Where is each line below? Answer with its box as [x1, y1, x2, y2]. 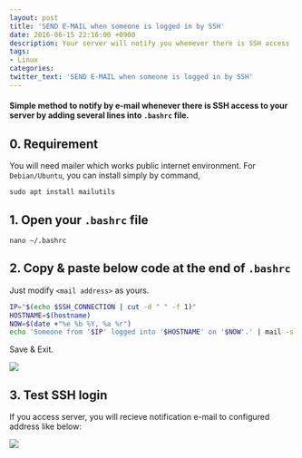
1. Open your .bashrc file [9, 212, 149, 228]
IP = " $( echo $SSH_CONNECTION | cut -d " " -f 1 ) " [9, 302, 197, 311]
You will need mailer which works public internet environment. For [9, 161, 257, 171]
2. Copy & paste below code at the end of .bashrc [9, 260, 292, 277]
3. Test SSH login [9, 387, 108, 403]
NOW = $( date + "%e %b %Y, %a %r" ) [9, 319, 132, 328]
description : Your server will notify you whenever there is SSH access [9, 38, 290, 48]
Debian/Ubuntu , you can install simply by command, [9, 170, 201, 181]
